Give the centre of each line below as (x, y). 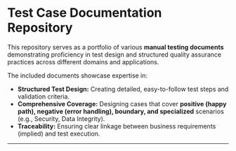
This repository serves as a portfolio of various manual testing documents (116, 47)
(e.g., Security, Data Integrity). (61, 118)
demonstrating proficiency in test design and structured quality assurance (114, 55)
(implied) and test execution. (59, 134)
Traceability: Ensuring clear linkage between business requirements (117, 126)
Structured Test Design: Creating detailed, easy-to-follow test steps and (123, 89)
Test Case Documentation (85, 13)
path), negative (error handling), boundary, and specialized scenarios (121, 111)
